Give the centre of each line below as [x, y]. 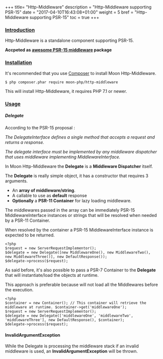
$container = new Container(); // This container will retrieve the [76, 303]
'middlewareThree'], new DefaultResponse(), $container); [65, 320]
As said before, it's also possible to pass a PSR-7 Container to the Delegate [81, 270]
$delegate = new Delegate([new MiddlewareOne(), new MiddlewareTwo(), [78, 252]
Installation [19, 63]
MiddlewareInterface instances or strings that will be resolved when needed [81, 215]
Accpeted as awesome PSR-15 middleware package [58, 50]
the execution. [19, 290]
